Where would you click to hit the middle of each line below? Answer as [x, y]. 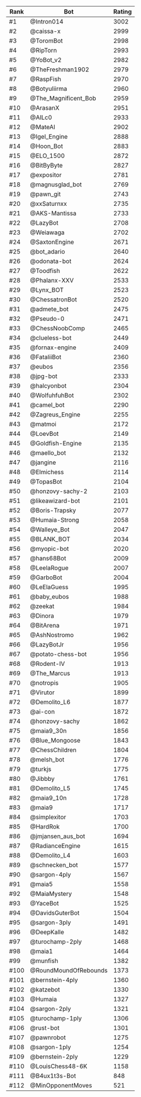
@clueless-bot [51, 338]
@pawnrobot [48, 1037]
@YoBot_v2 [46, 60]
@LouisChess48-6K [59, 1066]
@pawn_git [46, 194]
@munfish [44, 961]
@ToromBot [47, 41]
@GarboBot [46, 577]
